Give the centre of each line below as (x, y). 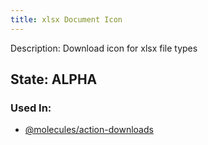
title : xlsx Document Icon (66, 19)
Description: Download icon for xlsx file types (104, 48)
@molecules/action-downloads (89, 130)
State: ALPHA (54, 79)
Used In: (31, 108)
